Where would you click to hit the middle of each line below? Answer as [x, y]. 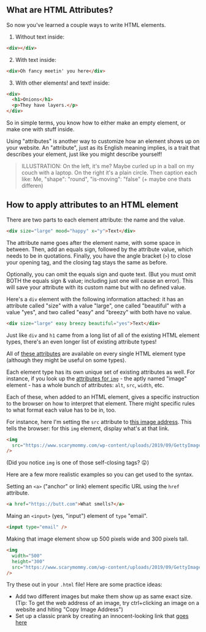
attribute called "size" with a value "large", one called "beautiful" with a [96, 306]
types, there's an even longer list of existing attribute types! [82, 341]
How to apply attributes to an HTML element [93, 205]
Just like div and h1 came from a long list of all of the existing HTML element [103, 335]
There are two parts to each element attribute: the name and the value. [96, 220]
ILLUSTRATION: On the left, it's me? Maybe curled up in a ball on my [108, 166]
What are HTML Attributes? [60, 10]
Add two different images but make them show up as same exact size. [104, 596]
